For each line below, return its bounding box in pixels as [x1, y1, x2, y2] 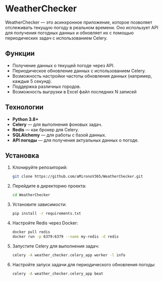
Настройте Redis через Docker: [12, 220, 78, 226]
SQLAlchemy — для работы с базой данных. [12, 132, 107, 138]
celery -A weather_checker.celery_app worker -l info [12, 252, 125, 257]
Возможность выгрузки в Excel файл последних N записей [12, 88, 137, 94]
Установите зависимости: [12, 201, 67, 207]
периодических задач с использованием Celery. [5, 35, 108, 41]
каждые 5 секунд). [12, 78, 52, 84]
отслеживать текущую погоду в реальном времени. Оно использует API [5, 24, 159, 30]
